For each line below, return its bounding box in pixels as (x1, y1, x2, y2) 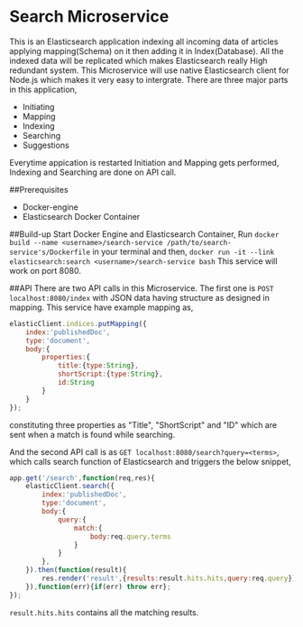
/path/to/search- (166, 238, 232, 247)
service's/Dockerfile (9, 248, 91, 257)
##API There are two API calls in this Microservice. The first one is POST (9, 282, 274, 294)
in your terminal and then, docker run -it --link (92, 246, 275, 257)
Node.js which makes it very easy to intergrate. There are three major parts (9, 74, 289, 85)
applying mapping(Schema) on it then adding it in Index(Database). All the (9, 45, 284, 56)
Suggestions (22, 140, 69, 150)
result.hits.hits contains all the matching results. (9, 606, 199, 618)
